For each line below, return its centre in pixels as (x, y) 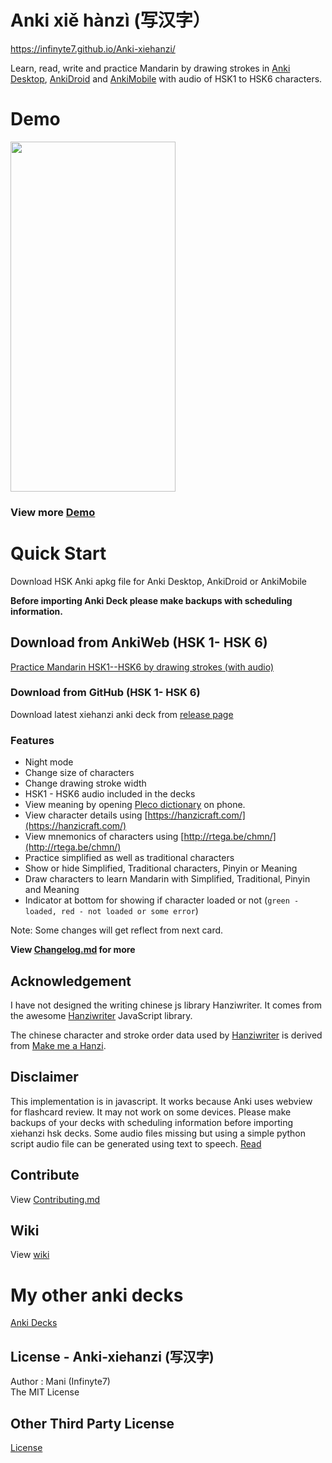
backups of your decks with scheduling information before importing (152, 1122)
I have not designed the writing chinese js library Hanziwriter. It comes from (166, 1005)
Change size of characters (79, 773)
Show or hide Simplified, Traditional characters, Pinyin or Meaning (161, 868)
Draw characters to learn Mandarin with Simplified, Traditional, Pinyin (167, 879)
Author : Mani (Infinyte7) (60, 1382)
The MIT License (45, 1392)
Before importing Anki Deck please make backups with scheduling (151, 600)
